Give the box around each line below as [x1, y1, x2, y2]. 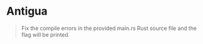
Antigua [6, 4, 48, 18]
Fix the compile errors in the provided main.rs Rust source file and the [21, 24, 197, 32]
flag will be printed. [21, 31, 70, 38]
